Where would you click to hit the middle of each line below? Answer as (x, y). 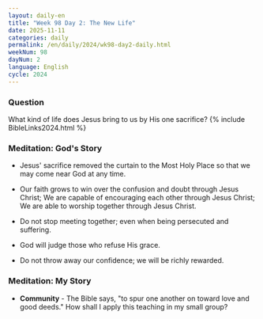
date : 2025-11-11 (37, 30)
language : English (38, 67)
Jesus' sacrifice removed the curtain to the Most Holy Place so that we (135, 165)
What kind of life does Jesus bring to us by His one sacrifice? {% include (127, 119)
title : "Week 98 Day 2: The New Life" (72, 23)
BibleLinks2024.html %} (47, 127)
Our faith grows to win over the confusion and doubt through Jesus (129, 189)
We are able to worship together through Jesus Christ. (108, 206)
